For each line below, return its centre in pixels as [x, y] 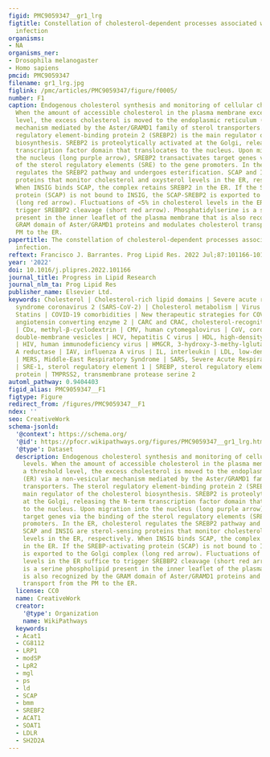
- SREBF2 [30, 711]
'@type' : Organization [61, 613]
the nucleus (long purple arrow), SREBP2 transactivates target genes [136, 158]
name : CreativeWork [48, 599]
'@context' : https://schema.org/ [72, 434]
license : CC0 [37, 591]
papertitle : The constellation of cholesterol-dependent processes [124, 240]
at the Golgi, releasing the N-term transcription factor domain [135, 501]
